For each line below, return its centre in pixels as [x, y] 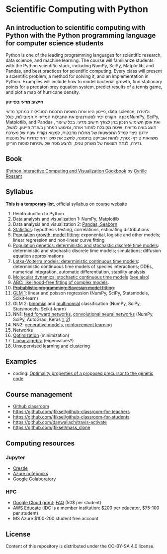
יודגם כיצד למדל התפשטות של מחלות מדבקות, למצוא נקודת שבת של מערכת [77, 133]
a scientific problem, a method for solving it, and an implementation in [77, 76]
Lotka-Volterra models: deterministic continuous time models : [76, 261]
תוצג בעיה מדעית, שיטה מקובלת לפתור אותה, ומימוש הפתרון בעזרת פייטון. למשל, [81, 127]
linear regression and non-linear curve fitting [59, 240]
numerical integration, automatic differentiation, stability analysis [79, 272]
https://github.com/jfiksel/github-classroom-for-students [71, 417]
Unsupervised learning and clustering [51, 346]
